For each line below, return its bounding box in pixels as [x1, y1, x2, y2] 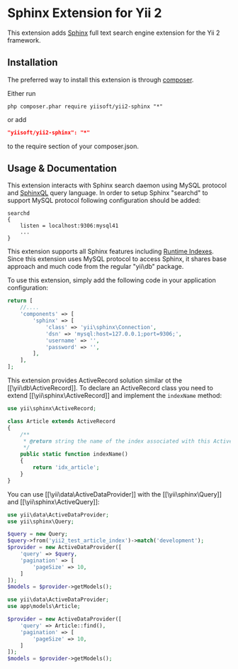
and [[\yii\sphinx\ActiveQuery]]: [7, 497, 100, 506]
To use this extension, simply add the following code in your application [7, 276, 216, 284]
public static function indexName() [20, 450, 129, 458]
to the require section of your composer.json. [7, 142, 140, 150]
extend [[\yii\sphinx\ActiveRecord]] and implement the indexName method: [7, 392, 222, 400]
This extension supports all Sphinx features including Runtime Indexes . [7, 247, 214, 256]
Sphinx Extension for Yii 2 [7, 5, 162, 21]
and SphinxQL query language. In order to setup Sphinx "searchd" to [7, 189, 209, 197]
